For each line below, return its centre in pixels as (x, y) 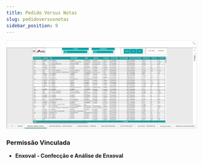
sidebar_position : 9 (32, 25)
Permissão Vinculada (38, 143)
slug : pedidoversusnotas (38, 19)
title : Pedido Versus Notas (42, 13)
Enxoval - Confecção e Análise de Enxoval (69, 156)
